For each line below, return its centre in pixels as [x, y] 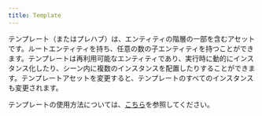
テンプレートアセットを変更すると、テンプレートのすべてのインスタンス [137, 78]
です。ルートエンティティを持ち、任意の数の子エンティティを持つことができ [131, 49]
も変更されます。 [35, 88]
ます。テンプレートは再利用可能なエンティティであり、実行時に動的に [121, 58]
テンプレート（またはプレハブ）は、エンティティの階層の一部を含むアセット [132, 38]
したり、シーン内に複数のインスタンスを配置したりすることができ [142, 68]
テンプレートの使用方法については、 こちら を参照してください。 [111, 104]
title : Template [35, 15]
